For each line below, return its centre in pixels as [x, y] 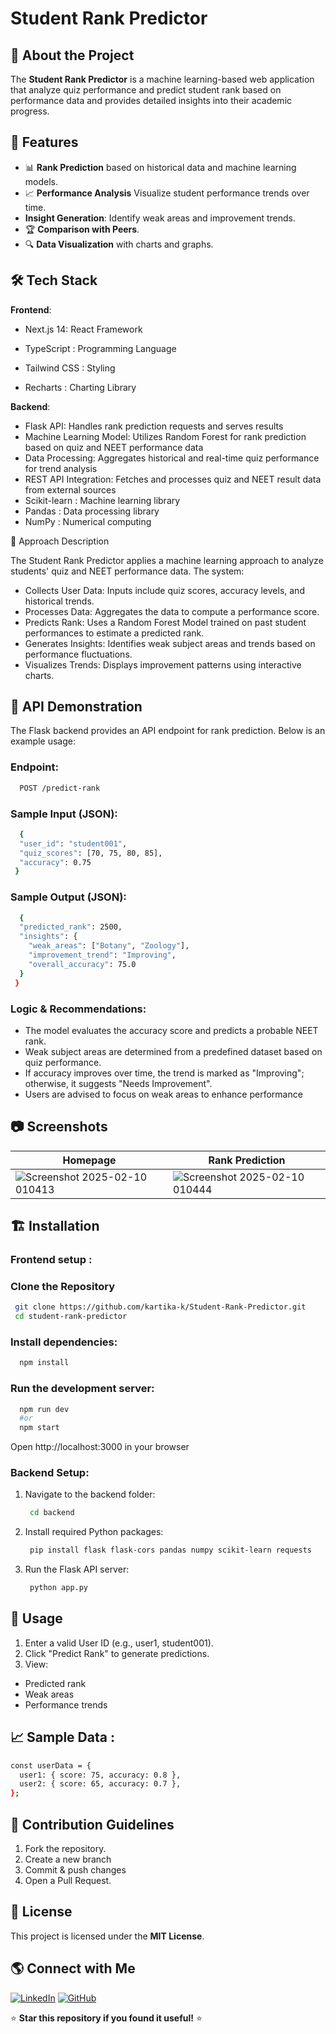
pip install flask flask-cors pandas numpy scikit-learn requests [170, 1550]
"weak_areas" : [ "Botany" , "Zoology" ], [109, 946]
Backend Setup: [50, 1473]
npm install [44, 1363]
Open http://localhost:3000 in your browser [100, 1447]
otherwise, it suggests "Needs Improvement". [118, 1083]
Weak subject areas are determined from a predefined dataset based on [173, 1051]
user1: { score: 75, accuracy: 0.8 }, [100, 1775]
